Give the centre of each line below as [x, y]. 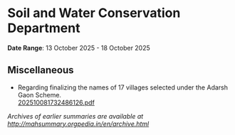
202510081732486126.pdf [56, 102]
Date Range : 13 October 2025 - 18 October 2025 [79, 48]
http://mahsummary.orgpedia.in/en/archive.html [78, 124]
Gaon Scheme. [40, 94]
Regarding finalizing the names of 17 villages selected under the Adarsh [122, 87]
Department [44, 28]
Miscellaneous [41, 70]
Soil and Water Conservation [94, 13]
